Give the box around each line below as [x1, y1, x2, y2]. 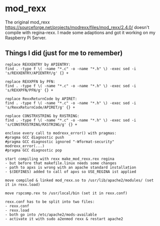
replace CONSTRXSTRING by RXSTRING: [5, 113, 80, 118]
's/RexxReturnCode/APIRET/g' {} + [5, 105, 76, 110]
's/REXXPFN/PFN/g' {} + [5, 88, 54, 93]
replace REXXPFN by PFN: [5, 79, 56, 84]
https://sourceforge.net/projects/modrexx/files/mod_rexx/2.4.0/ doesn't [5, 24, 150, 30]
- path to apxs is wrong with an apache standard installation [5, 165, 137, 170]
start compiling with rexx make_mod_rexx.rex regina [5, 156, 115, 161]
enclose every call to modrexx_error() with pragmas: [5, 130, 117, 135]
